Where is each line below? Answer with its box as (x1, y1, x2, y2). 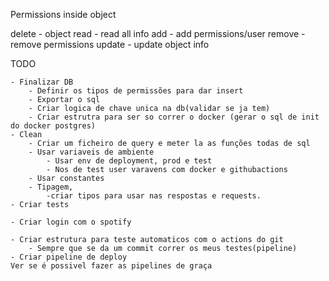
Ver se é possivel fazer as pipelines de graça (10, 261, 213, 271)
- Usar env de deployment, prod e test (46, 156, 213, 166)
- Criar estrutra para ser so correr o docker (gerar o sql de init (28, 112, 320, 122)
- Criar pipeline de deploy (10, 252, 128, 262)
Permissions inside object (10, 9, 117, 20)
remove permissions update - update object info (10, 39, 210, 50)
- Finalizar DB (10, 77, 74, 87)
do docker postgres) (10, 121, 97, 131)
